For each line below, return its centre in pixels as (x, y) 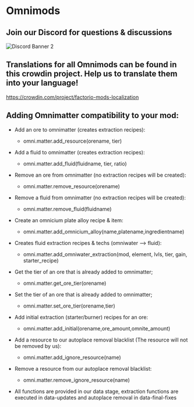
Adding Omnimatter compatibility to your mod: (92, 115)
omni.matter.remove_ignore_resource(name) (76, 380)
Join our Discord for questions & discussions (89, 32)
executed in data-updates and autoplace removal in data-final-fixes (95, 397)
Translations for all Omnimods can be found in (91, 65)
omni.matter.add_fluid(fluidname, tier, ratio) (75, 163)
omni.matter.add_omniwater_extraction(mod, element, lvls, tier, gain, (105, 254)
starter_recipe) (41, 260)
